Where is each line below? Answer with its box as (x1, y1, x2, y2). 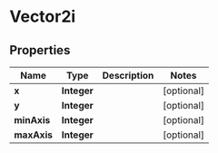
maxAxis (14, 129, 53, 141)
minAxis (14, 114, 51, 126)
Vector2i (9, 6, 76, 27)
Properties (9, 43, 71, 58)
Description (102, 70, 154, 81)
